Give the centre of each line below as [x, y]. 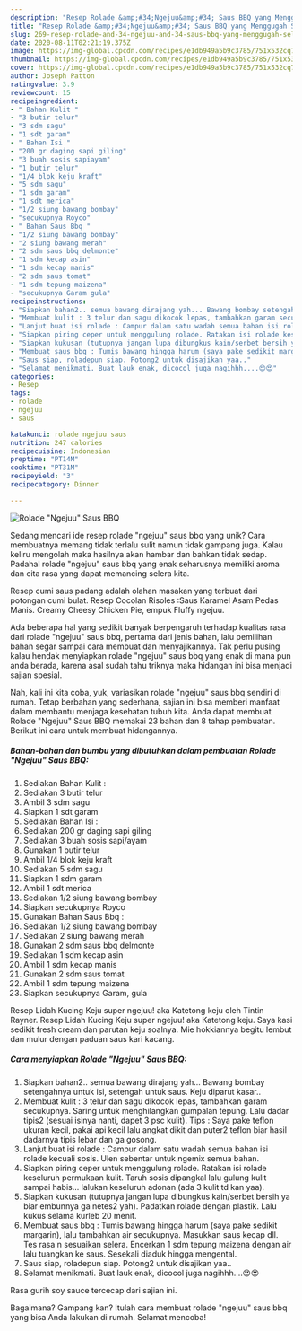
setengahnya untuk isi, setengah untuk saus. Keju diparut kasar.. [142, 1091]
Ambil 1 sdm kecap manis [70, 964]
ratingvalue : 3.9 [43, 84]
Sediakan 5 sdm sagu [63, 869]
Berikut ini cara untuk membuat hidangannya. [94, 730]
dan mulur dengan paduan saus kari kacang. [92, 1038]
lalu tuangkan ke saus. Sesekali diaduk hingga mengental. [130, 1254]
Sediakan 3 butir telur [63, 792]
